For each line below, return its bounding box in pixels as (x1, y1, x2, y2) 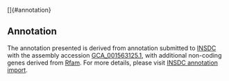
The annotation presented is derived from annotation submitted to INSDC (7, 44, 217, 52)
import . (7, 65, 28, 74)
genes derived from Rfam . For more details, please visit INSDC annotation (7, 58, 219, 67)
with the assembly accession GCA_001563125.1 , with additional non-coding (7, 51, 222, 59)
